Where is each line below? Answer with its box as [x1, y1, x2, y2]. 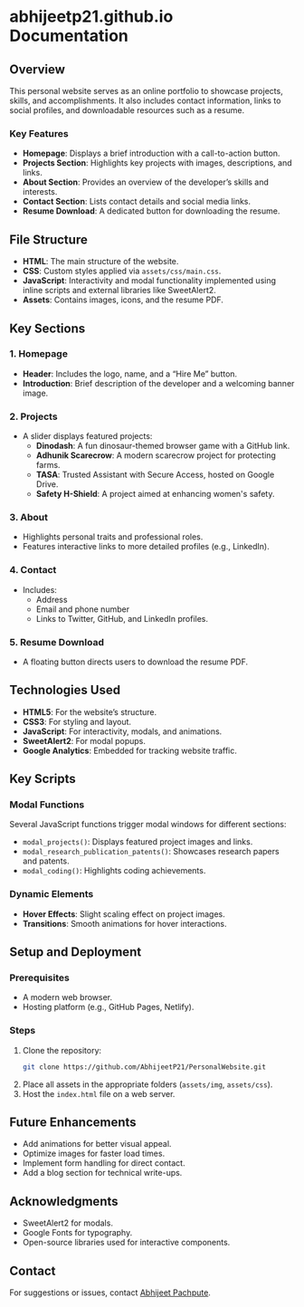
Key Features [9, 127, 70, 139]
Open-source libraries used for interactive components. [22, 1237, 231, 1248]
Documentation [9, 25, 129, 46]
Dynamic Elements [9, 888, 94, 901]
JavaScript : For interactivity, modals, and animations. [22, 726, 223, 737]
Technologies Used [9, 682, 120, 698]
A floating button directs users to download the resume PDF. [22, 656, 249, 667]
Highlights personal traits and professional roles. [22, 531, 204, 542]
